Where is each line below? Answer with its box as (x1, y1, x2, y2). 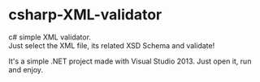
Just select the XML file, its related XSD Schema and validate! (8, 40, 215, 50)
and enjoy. (8, 64, 43, 74)
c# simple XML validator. (8, 32, 92, 42)
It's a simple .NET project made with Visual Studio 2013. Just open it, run (8, 56, 252, 66)
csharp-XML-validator (8, 6, 162, 24)
